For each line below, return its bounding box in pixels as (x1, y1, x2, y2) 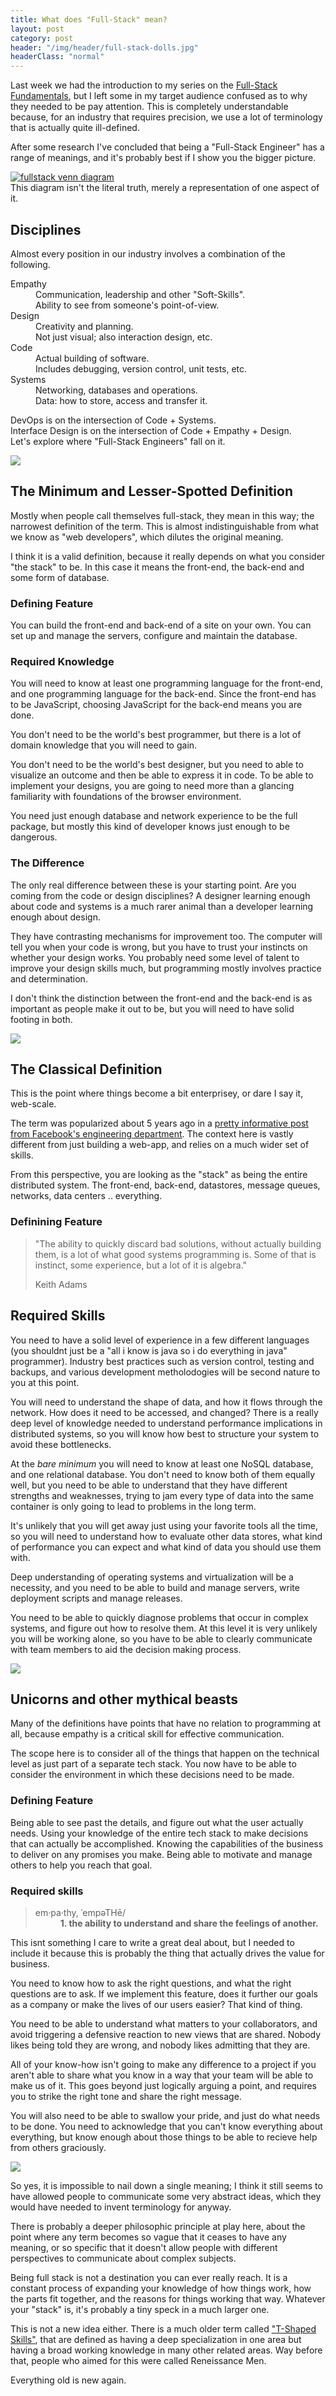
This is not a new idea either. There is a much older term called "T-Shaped (10, 2322, 317, 2335)
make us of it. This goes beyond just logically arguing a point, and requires (10, 2079, 317, 2091)
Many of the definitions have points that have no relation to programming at (10, 1717, 321, 1730)
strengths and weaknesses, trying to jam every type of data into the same (10, 1489, 314, 1501)
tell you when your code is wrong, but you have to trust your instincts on (10, 941, 308, 953)
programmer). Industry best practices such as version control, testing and (10, 1355, 315, 1367)
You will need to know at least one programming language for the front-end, (10, 677, 323, 690)
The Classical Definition (10, 1061, 163, 1078)
